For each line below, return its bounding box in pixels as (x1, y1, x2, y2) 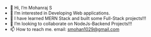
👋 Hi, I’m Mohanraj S (10, 5, 52, 10)
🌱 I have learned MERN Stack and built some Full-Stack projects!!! (10, 15, 146, 21)
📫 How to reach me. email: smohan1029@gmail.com (10, 26, 119, 32)
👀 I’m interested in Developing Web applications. (10, 10, 110, 16)
